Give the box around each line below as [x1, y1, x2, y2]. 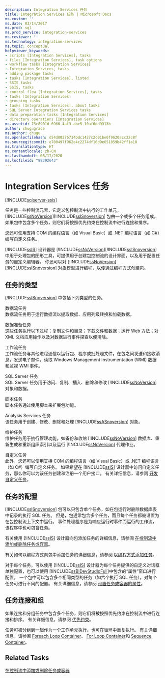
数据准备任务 [5, 322, 31, 328]
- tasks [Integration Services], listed [5, 76, 89, 81]
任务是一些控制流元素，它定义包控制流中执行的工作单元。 [5, 207, 121, 213]
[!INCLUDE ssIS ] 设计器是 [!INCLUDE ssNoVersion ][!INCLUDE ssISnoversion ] [5, 247, 157, 253]
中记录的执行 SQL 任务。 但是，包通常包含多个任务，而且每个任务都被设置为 [5, 512, 160, 518]
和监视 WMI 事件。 [5, 363, 43, 369]
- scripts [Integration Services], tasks [5, 53, 91, 58]
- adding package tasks [5, 71, 54, 76]
